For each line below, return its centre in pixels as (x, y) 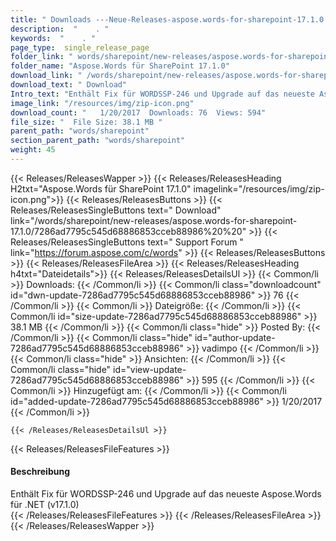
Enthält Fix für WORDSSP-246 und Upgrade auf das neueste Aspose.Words (166, 494)
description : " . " (60, 29)
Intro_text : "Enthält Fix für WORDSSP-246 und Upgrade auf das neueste (162, 94)
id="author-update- (235, 337)
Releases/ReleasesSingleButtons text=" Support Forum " (127, 242)
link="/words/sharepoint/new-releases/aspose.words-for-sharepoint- (154, 220)
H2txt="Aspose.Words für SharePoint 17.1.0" (101, 188)
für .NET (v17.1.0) (45, 505)
